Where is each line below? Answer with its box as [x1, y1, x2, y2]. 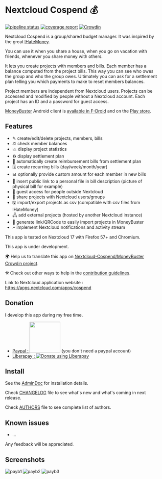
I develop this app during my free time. [5, 312, 83, 318]
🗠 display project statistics [12, 146, 67, 152]
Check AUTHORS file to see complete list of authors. [5, 404, 112, 410]
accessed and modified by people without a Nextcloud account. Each [5, 93, 145, 99]
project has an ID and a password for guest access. [5, 98, 109, 104]
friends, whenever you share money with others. [5, 53, 103, 59]
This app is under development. [5, 243, 69, 249]
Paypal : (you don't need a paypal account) [12, 347, 131, 354]
